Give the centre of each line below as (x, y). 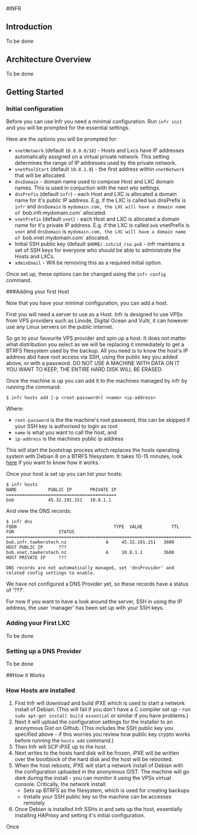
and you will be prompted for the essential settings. (68, 128)
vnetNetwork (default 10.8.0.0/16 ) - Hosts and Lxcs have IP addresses (99, 151)
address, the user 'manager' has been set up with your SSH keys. (85, 608)
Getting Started (35, 92)
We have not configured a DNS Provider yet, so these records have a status (97, 584)
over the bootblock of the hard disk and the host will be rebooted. (94, 759)
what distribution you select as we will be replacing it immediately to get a (95, 344)
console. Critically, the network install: (61, 784)
